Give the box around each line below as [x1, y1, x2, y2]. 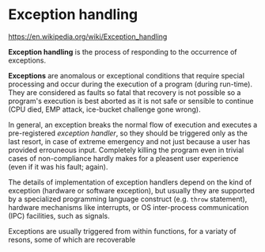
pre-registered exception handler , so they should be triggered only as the [8, 128, 248, 138]
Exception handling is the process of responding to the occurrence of [8, 47, 237, 56]
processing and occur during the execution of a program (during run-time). [8, 79, 253, 89]
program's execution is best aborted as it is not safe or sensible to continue [8, 96, 255, 105]
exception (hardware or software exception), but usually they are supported [8, 185, 256, 195]
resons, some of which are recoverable [8, 235, 136, 244]
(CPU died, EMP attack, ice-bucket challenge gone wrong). [8, 105, 202, 114]
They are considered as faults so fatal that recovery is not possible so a [8, 87, 241, 97]
